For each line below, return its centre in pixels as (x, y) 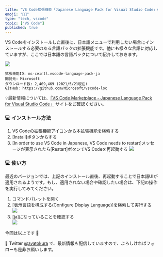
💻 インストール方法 (28, 118)
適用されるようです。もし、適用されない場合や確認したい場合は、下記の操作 (81, 182)
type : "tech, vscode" (27, 19)
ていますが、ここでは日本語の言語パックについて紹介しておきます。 (73, 55)
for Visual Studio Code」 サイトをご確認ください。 (56, 104)
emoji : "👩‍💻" (17, 14)
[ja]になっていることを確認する (43, 217)
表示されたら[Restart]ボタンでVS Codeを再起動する (76, 149)
